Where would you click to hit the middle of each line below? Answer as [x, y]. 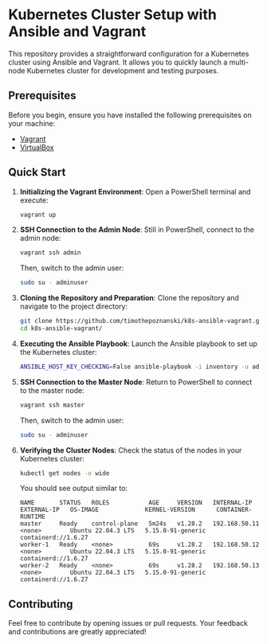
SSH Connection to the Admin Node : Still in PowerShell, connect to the [137, 230]
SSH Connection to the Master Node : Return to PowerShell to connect [136, 382]
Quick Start [37, 173]
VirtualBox [37, 147]
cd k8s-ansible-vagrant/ [61, 328]
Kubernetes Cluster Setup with [112, 15]
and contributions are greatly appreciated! [77, 632]
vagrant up [38, 214]
